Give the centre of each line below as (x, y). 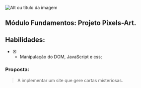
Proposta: (17, 70)
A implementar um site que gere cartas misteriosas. (70, 80)
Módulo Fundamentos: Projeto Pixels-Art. (71, 23)
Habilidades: (25, 40)
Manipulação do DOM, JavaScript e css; (61, 57)
